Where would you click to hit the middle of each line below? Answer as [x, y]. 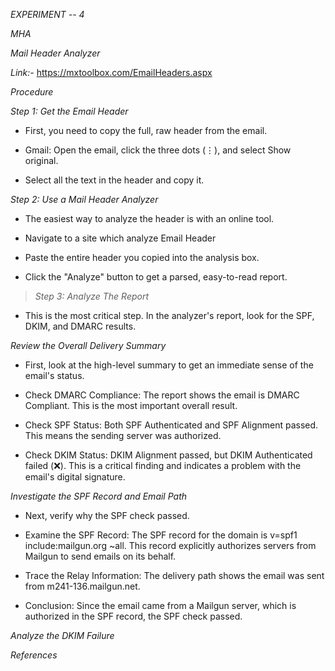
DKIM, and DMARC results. [80, 326]
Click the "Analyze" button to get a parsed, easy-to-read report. [156, 277]
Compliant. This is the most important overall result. [131, 405]
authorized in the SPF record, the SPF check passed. [133, 616]
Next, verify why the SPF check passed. [107, 515]
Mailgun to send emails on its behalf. [100, 556]
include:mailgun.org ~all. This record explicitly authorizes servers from [170, 545]
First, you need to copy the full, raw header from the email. [146, 130]
